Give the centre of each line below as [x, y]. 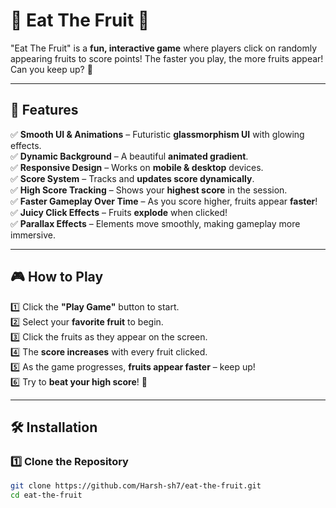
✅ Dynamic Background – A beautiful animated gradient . [129, 156]
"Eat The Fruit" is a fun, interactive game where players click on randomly [164, 48]
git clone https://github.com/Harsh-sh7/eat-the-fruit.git [136, 486]
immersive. [33, 235]
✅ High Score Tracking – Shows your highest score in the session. [149, 190]
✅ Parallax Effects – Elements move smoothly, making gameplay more [155, 223]
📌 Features [44, 110]
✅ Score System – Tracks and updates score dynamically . [132, 178]
